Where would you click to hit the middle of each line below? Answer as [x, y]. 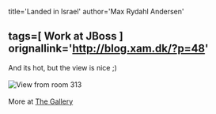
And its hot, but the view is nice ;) [63, 67]
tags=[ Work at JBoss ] [66, 36]
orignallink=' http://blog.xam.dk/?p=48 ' [108, 49]
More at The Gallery [41, 101]
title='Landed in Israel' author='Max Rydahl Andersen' [96, 11]
